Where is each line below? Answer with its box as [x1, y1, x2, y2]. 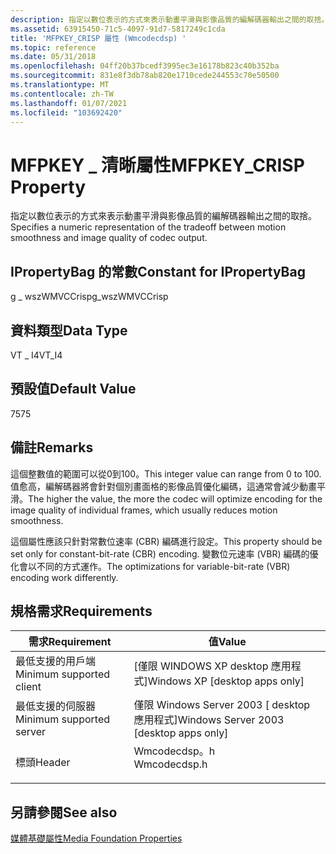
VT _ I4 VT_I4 [10, 349, 63, 361]
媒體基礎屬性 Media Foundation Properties [10, 832, 183, 845]
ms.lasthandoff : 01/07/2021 [10, 98, 128, 108]
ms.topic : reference [10, 42, 97, 53]
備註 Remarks [10, 439, 94, 456]
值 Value [208, 635, 247, 649]
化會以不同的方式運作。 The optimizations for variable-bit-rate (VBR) [10, 560, 291, 572]
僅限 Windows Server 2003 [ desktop [133, 698, 311, 712]
